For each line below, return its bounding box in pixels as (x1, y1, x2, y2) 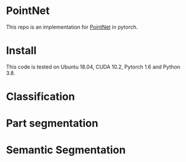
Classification (6, 90, 75, 104)
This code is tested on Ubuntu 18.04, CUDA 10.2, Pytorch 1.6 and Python (6, 63, 180, 70)
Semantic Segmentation (6, 143, 126, 157)
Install (6, 44, 37, 57)
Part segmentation (6, 117, 98, 130)
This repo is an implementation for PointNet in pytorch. (6, 23, 138, 30)
